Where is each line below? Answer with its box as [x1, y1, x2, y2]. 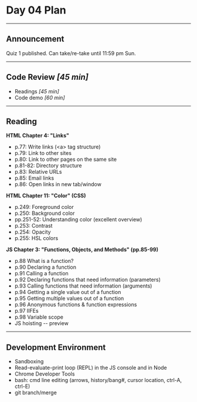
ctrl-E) [14, 383, 30, 390]
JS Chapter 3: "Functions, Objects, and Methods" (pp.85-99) [6, 246, 158, 253]
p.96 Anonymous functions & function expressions [14, 301, 137, 308]
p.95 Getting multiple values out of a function [14, 295, 124, 302]
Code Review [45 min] [6, 72, 89, 82]
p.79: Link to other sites [14, 150, 72, 157]
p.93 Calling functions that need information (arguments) [14, 282, 152, 289]
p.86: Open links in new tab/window [14, 181, 101, 188]
